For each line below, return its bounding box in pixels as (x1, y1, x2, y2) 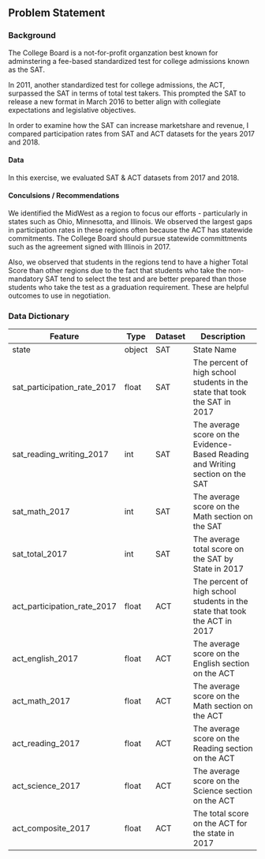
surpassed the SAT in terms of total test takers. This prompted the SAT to (8, 88, 246, 98)
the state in (192, 828, 235, 839)
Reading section (192, 743, 253, 754)
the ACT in (192, 616, 233, 627)
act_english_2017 (12, 653, 79, 664)
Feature (50, 331, 80, 342)
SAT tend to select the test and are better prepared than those (44, 274, 247, 283)
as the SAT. (8, 65, 46, 74)
